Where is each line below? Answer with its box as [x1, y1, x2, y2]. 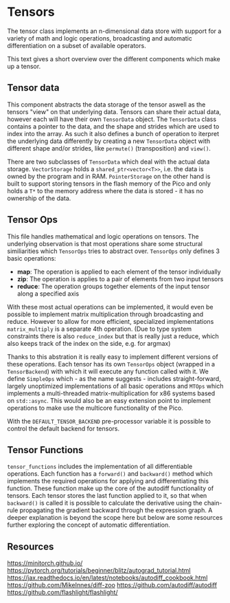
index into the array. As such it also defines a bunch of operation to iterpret [7, 129, 220, 138]
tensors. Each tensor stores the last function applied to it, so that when [7, 492, 207, 500]
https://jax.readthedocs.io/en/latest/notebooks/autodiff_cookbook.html [7, 573, 208, 582]
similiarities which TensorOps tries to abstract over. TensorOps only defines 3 [7, 247, 220, 255]
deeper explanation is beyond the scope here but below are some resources [7, 514, 223, 522]
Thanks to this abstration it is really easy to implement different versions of [7, 352, 218, 361]
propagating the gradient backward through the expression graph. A [19, 506, 213, 514]
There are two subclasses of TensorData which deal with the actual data [7, 157, 210, 166]
